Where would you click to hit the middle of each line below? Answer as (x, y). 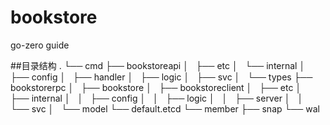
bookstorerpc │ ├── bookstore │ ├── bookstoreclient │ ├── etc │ (156, 87)
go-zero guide (40, 45)
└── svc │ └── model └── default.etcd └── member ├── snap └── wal (165, 108)
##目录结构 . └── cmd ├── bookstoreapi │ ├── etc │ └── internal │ (158, 65)
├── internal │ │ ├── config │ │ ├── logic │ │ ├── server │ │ (157, 98)
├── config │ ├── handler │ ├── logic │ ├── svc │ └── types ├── (161, 77)
